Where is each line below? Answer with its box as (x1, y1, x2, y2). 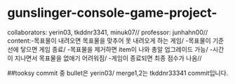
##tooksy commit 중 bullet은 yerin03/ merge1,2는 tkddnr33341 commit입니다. (7, 69, 229, 77)
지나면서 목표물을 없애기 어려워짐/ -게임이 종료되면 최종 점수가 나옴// (14, 54, 202, 62)
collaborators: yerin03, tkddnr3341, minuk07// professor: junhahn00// (7, 28, 208, 36)
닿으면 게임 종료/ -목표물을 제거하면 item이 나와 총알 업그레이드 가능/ (20, 45, 208, 53)
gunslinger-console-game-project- (7, 5, 217, 21)
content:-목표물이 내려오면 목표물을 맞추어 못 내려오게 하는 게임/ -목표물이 (7, 36, 212, 45)
